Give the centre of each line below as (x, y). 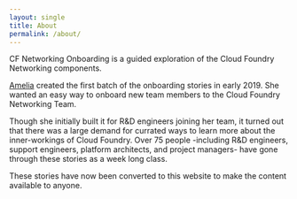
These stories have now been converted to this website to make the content (148, 176)
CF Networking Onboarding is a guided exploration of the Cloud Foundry (142, 59)
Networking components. (55, 68)
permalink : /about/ (45, 34)
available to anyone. (46, 186)
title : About (33, 26)
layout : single (37, 17)
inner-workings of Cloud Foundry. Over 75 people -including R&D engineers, (149, 140)
